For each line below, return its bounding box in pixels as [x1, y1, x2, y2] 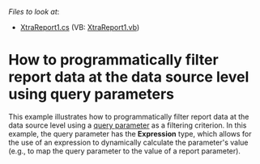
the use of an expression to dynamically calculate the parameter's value [8, 137, 249, 147]
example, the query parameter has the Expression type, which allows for [8, 128, 252, 138]
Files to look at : [8, 7, 60, 16]
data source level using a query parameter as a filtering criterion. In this [8, 120, 247, 130]
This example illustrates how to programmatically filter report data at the [8, 111, 249, 121]
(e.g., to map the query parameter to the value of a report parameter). [8, 145, 241, 156]
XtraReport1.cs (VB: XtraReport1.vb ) [19, 23, 140, 32]
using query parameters [8, 85, 174, 103]
